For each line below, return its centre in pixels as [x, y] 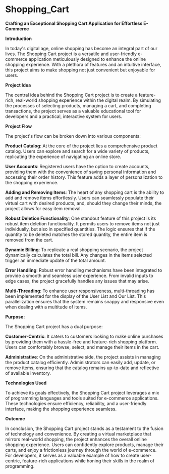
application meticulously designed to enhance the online [87, 59]
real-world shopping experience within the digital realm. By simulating [89, 100]
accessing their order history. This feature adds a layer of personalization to [84, 177]
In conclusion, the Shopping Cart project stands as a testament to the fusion [84, 428]
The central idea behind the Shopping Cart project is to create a [71, 95]
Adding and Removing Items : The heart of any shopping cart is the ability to [85, 192]
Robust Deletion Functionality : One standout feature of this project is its [81, 218]
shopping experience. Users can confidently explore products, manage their [84, 445]
